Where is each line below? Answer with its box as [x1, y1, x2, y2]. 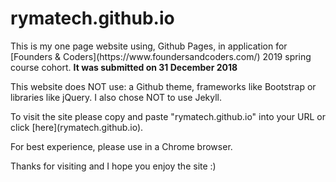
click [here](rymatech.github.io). [10, 121, 144, 133]
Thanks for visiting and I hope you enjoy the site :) [10, 160, 217, 172]
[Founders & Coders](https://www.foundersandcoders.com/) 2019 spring [10, 50, 312, 62]
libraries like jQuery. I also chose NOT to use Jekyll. [10, 91, 223, 103]
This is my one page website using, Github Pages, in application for [10, 40, 288, 52]
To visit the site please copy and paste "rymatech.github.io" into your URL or [10, 110, 326, 122]
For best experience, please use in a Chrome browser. [10, 140, 233, 152]
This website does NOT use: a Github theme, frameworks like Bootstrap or [10, 80, 317, 92]
